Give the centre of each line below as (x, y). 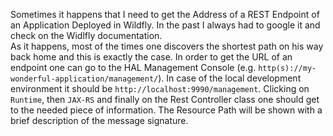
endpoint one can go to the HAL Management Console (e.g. (133, 67)
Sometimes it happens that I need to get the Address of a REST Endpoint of (165, 14)
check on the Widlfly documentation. (86, 35)
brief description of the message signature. (99, 120)
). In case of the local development (230, 78)
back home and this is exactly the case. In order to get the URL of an (151, 57)
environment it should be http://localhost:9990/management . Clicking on (160, 88)
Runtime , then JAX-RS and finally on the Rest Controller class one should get (165, 99)
